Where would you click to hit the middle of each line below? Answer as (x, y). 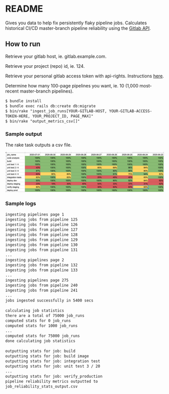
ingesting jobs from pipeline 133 (42, 270)
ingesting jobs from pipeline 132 (42, 265)
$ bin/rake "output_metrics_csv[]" (43, 121)
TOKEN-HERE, (18, 116)
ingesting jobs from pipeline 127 (42, 230)
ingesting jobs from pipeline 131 (42, 250)
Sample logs (21, 203)
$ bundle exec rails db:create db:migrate (50, 106)
